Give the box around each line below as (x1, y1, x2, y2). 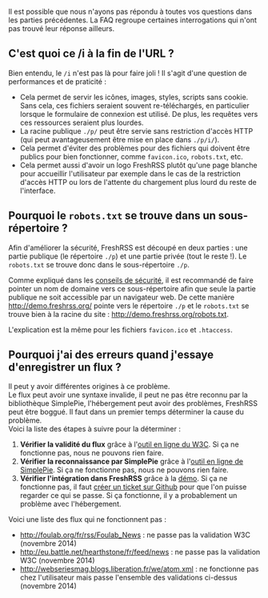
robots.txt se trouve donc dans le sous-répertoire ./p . (8, 259, 190, 269)
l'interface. (19, 186, 56, 195)
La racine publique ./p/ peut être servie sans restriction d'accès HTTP (19, 126, 254, 135)
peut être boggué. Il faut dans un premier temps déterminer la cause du (8, 407, 244, 417)
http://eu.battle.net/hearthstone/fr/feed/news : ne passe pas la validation (19, 548, 261, 557)
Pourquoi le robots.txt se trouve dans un (8, 209, 216, 223)
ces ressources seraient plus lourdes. (19, 118, 144, 127)
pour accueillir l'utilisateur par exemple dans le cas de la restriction (19, 168, 242, 179)
